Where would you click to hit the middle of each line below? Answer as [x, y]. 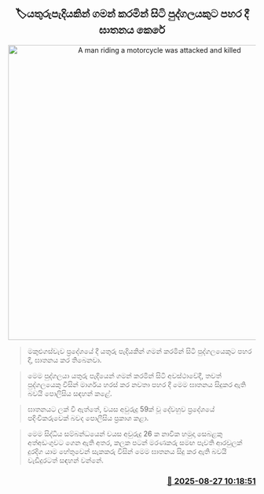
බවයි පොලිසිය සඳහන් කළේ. [70, 393]
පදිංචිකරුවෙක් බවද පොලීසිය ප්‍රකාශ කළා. [88, 418]
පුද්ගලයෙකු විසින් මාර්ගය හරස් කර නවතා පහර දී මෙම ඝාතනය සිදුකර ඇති [136, 384]
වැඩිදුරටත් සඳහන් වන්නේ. [66, 460]
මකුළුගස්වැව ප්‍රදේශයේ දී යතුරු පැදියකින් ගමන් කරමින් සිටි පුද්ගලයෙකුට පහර [140, 351]
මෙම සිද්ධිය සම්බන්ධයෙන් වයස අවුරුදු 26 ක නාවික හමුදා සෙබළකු [125, 433]
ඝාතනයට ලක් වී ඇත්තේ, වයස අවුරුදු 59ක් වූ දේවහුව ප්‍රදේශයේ [121, 409]
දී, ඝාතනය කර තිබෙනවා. [64, 359]
